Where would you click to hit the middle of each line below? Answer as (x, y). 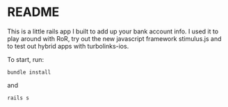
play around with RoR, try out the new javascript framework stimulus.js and (114, 38)
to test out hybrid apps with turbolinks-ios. (68, 46)
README (33, 12)
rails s (18, 98)
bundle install (29, 72)
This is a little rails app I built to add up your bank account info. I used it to (113, 31)
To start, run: (26, 59)
